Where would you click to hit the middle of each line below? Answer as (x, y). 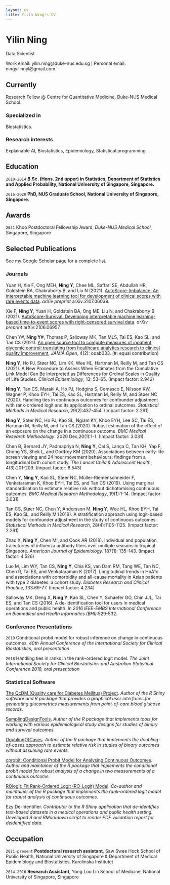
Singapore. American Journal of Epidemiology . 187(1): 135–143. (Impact (80, 551)
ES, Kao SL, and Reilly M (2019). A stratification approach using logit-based (84, 514)
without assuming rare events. (37, 750)
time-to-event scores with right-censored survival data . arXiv (84, 321)
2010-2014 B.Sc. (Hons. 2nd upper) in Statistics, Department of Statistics (83, 179)
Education (22, 167)
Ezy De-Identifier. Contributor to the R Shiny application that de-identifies (82, 807)
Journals (17, 274)
